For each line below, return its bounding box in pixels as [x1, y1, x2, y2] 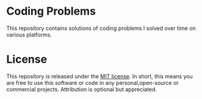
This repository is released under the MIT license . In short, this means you [6, 72, 193, 80]
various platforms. [6, 31, 52, 38]
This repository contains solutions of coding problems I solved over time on [6, 24, 197, 32]
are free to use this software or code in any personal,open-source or [6, 79, 179, 86]
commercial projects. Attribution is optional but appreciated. [6, 86, 157, 93]
